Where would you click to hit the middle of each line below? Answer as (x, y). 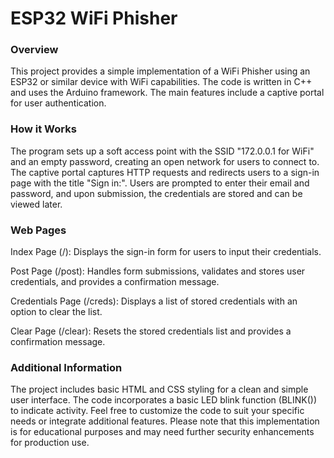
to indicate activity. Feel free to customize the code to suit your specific (157, 411)
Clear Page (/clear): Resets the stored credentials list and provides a (151, 331)
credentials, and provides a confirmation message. (115, 282)
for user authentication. (58, 103)
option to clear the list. (56, 312)
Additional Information (66, 367)
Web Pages (38, 230)
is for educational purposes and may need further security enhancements (162, 432)
